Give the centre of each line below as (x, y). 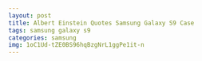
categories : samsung (43, 38)
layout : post (30, 15)
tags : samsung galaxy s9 (50, 30)
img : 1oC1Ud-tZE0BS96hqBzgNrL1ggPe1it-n (77, 45)
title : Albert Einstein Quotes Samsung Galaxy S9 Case (101, 23)
